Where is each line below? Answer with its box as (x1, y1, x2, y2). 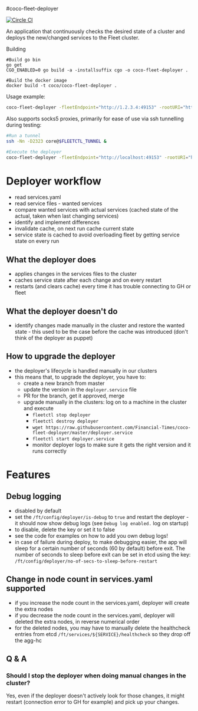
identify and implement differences (14, 219, 100, 226)
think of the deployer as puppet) (14, 334, 93, 341)
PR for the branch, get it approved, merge (23, 392, 125, 399)
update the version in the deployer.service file (23, 386, 137, 393)
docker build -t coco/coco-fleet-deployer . (6, 83, 117, 88)
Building (6, 45, 27, 52)
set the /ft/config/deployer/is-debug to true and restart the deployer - (14, 513, 189, 521)
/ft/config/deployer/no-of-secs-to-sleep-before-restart (14, 558, 158, 564)
